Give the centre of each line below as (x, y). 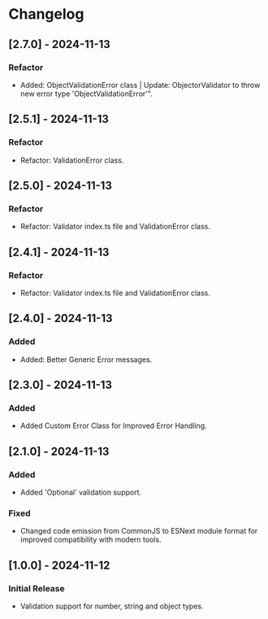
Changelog (46, 14)
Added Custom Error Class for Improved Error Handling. (113, 426)
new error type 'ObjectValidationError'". (86, 94)
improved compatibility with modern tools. (91, 540)
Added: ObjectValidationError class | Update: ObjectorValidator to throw (140, 85)
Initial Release (37, 588)
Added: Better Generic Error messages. (86, 360)
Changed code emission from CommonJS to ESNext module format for (139, 531)
